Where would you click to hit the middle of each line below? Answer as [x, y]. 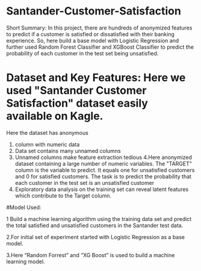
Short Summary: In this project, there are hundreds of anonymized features [99, 28]
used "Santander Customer [76, 91]
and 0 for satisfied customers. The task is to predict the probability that [103, 176]
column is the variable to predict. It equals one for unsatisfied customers [105, 170]
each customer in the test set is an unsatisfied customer [85, 182]
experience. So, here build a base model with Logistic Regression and [93, 40]
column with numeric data [47, 144]
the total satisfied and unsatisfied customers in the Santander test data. [95, 225]
